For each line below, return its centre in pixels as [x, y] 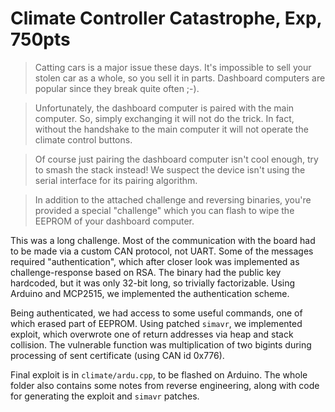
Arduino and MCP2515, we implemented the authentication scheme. [150, 293]
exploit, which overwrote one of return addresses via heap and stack [152, 334]
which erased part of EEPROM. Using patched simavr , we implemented [156, 323]
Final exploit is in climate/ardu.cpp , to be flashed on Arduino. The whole [159, 374]
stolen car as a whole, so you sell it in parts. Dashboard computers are [180, 78]
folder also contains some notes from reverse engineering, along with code [165, 385]
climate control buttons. [83, 139]
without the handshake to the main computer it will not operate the [171, 129]
